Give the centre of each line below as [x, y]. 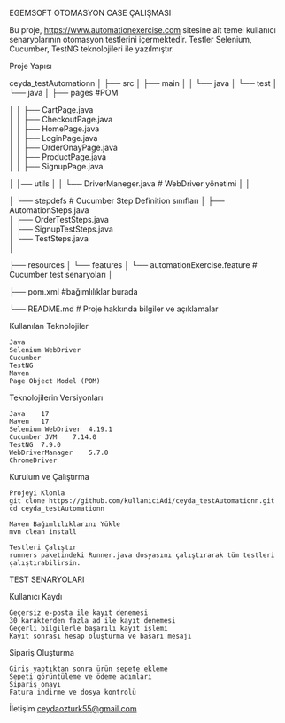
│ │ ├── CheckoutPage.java [61, 119]
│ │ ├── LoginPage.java [54, 138]
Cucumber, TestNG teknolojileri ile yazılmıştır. [92, 49]
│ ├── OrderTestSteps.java [59, 220]
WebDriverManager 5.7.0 [59, 452]
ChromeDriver [33, 460]
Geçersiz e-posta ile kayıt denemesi [79, 613]
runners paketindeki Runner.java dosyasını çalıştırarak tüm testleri [142, 555]
